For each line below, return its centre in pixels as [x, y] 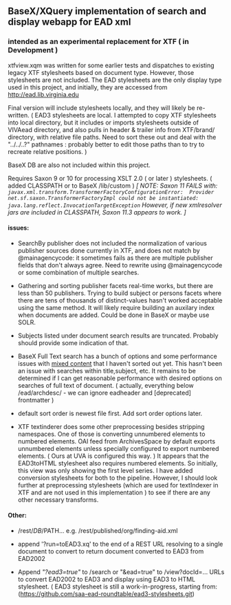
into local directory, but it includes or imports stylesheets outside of [103, 122]
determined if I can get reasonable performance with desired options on [120, 378]
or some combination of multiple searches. [78, 272]
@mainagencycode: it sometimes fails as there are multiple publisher [115, 258]
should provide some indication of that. [73, 342]
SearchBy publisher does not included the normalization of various [112, 243]
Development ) [33, 50]
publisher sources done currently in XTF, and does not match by [109, 250]
